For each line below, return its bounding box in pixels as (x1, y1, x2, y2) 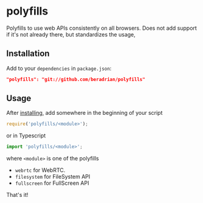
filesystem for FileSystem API (15, 173, 91, 181)
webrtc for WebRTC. (15, 167, 66, 174)
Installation (6, 49, 50, 59)
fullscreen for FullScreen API (15, 179, 89, 187)
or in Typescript (6, 132, 46, 139)
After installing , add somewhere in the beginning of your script (6, 109, 163, 117)
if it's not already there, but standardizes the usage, (6, 30, 136, 38)
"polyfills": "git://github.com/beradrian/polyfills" (6, 76, 146, 83)
